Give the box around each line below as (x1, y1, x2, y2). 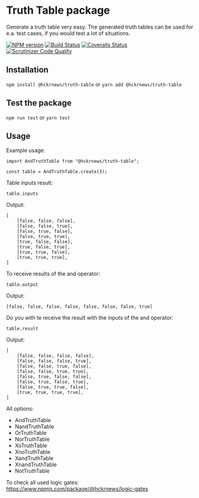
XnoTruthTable (14, 448, 50, 456)
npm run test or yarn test (6, 114, 70, 121)
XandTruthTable (14, 454, 53, 462)
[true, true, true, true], (17, 389, 84, 395)
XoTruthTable (14, 442, 48, 449)
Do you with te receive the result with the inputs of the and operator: (6, 314, 173, 321)
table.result (6, 326, 39, 332)
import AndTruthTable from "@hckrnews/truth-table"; (6, 159, 140, 165)
